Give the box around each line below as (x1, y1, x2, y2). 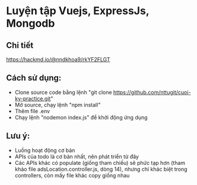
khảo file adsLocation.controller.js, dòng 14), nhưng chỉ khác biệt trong (14, 165, 188, 173)
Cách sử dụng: (6, 73, 62, 83)
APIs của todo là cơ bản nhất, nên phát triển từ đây (14, 152, 139, 160)
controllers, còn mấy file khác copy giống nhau (14, 171, 130, 178)
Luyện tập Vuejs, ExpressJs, (6, 4, 150, 18)
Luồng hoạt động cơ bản (14, 147, 75, 154)
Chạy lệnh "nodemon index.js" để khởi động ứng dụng (14, 113, 148, 121)
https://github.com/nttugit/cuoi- (113, 89, 191, 96)
